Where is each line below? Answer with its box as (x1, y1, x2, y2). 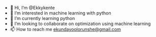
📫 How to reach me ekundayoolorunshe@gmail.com (10, 26, 121, 32)
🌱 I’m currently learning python (10, 15, 75, 21)
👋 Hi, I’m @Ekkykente (10, 5, 55, 10)
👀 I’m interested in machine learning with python (10, 10, 112, 16)
